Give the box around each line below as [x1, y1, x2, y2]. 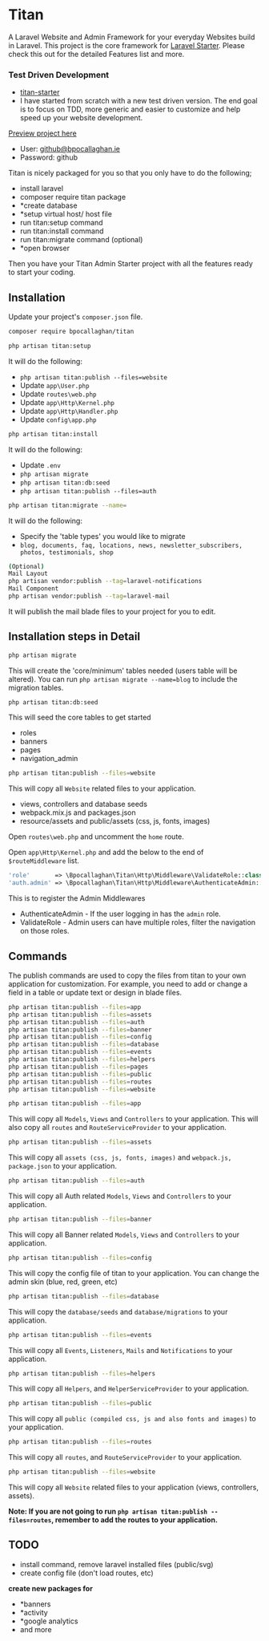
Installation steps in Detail [8, 630, 141, 643]
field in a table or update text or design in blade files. [8, 987, 183, 997]
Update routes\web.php [19, 389, 97, 399]
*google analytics [19, 1616, 78, 1626]
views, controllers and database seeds [19, 800, 148, 809]
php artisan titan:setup [8, 342, 91, 350]
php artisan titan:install [8, 430, 98, 438]
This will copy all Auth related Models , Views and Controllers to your [8, 1191, 232, 1201]
